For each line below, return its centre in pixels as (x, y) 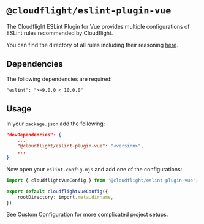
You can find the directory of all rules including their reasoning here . (93, 45)
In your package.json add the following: (56, 124)
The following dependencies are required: (59, 79)
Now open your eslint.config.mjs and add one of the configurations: (94, 169)
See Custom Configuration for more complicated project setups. (87, 215)
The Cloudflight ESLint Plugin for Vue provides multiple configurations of (98, 26)
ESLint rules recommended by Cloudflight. (60, 33)
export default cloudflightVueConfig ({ (57, 192)
